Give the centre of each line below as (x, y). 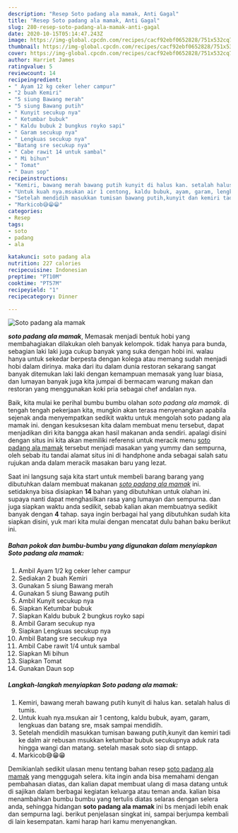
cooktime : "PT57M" (35, 283)
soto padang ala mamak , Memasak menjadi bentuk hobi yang (99, 336)
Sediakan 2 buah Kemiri (53, 578)
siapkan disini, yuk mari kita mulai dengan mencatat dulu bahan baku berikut (119, 522)
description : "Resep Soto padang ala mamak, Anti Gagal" (94, 14)
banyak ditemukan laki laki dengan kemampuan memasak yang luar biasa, (116, 374)
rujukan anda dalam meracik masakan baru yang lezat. (88, 463)
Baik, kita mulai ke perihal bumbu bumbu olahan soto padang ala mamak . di (119, 403)
